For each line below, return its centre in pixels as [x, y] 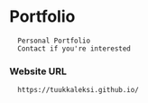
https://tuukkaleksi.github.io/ [79, 90]
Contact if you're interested [74, 48]
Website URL [38, 71]
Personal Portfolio [54, 41]
